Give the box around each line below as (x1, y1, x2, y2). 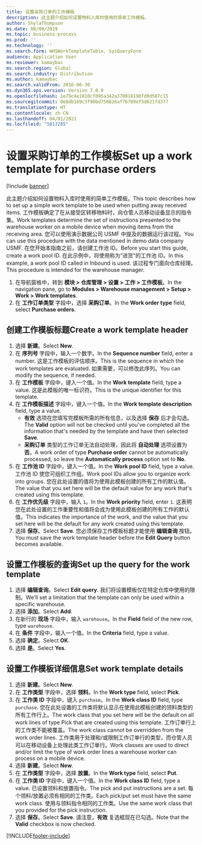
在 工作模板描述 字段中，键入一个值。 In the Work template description (14, 400, 192, 407)
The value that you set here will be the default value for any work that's (14, 484, 192, 491)
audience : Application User (6, 54, 77, 60)
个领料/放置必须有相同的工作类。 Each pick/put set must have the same (14, 792, 192, 799)
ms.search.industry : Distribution (6, 71, 93, 77)
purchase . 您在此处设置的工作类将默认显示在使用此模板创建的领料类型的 (14, 704, 194, 711)
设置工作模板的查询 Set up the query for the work (6, 560, 190, 570)
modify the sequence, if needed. (14, 371, 96, 378)
